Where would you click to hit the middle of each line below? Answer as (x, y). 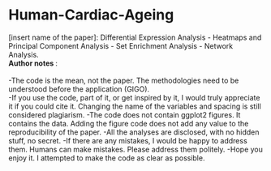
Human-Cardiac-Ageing (91, 15)
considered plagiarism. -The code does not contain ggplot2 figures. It (125, 114)
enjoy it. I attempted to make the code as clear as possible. (107, 158)
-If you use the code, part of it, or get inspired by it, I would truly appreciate (134, 97)
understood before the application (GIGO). (79, 89)
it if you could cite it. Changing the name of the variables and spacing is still (135, 106)
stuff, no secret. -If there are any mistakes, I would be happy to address (128, 140)
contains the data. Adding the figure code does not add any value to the (129, 123)
